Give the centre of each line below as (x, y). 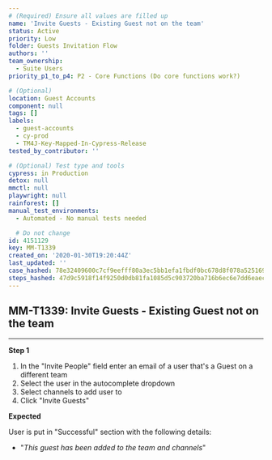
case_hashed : (30, 270)
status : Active (34, 31)
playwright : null (38, 196)
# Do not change (43, 233)
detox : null (28, 181)
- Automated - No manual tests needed (81, 218)
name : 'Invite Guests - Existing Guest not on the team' (106, 23)
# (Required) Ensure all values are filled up (88, 16)
